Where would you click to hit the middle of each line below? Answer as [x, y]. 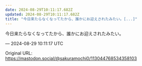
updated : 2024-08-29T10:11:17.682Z [42, 14]
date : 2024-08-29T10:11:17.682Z [39, 10]
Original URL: [19, 53]
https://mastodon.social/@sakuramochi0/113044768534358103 [71, 59]
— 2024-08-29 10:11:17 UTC [34, 44]
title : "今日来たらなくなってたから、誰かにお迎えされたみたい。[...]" [71, 19]
